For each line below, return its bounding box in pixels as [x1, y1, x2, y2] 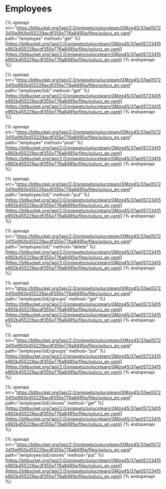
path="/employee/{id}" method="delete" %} [5, 244, 96, 249]
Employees [5, 3, 52, 14]
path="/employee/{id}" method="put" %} [5, 192, 90, 198]
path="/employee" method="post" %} [5, 139, 83, 145]
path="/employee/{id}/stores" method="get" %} [5, 400, 104, 406]
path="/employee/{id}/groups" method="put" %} [5, 348, 106, 354]
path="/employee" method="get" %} [5, 35, 81, 41]
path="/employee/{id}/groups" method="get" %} [5, 295, 106, 302]
